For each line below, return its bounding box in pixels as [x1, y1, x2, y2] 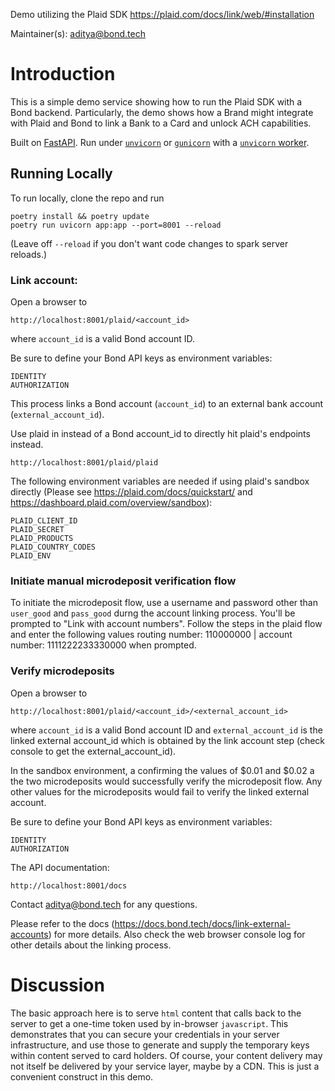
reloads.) [10, 248, 48, 260]
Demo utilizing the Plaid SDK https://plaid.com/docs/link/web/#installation [10, 9, 315, 20]
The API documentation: [10, 861, 110, 873]
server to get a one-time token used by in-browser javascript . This [10, 1017, 289, 1029]
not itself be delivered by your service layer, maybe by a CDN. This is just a [10, 1060, 320, 1072]
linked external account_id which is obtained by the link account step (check [10, 734, 326, 746]
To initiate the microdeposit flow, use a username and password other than [10, 597, 318, 609]
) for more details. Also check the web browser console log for [48, 928, 306, 940]
